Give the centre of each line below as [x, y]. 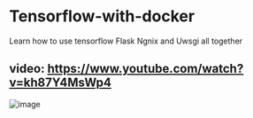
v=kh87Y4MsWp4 [61, 83]
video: [27, 69]
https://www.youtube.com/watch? [146, 69]
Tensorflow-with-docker [102, 16]
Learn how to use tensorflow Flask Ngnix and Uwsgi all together [126, 41]
